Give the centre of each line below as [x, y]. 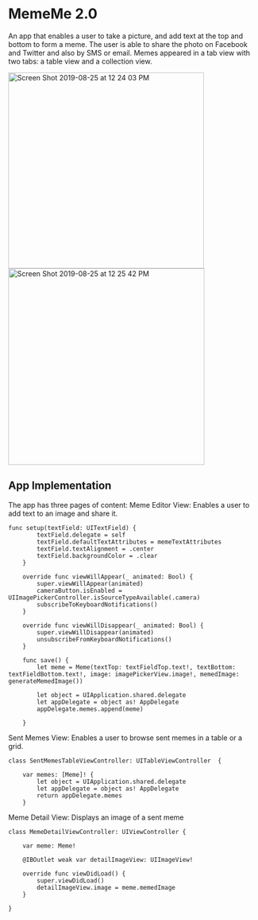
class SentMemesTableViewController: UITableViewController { [115, 761]
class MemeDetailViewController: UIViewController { [97, 832]
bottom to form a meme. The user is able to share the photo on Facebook [128, 44]
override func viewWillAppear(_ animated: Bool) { [108, 577]
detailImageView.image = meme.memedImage [106, 887]
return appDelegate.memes [80, 795]
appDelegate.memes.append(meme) [90, 709]
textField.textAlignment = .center [96, 549]
